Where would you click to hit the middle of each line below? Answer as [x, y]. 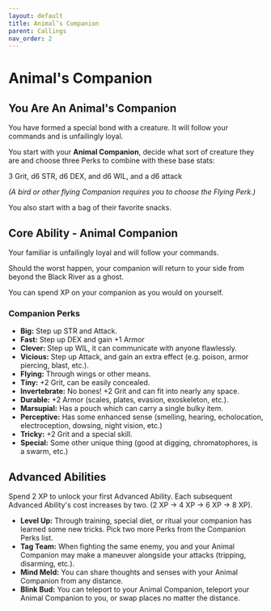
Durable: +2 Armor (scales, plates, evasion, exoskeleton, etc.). [124, 400]
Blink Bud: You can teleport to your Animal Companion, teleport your [135, 590]
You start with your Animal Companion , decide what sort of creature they [131, 152]
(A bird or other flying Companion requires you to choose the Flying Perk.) [132, 192]
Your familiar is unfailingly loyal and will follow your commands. [114, 252]
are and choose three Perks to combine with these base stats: [112, 161]
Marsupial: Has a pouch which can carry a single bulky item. [122, 409]
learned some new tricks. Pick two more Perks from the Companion [133, 529]
